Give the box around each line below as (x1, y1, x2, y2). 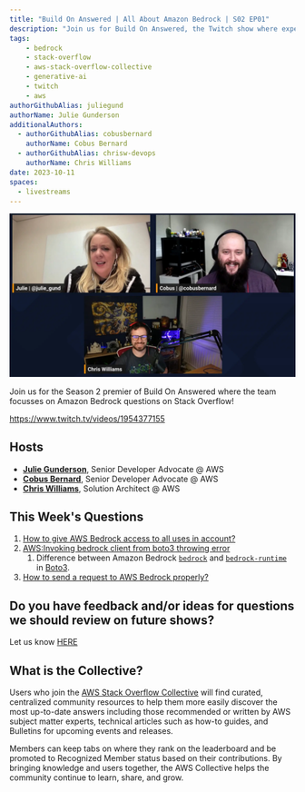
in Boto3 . (35, 562, 70, 573)
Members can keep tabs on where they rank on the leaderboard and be (9, 743, 277, 754)
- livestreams (17, 187, 71, 196)
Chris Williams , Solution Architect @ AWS (22, 482, 181, 494)
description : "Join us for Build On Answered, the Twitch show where (9, 24, 279, 34)
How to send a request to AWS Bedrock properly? (22, 572, 209, 583)
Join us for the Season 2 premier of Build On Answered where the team (9, 386, 277, 397)
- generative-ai (25, 73, 88, 82)
